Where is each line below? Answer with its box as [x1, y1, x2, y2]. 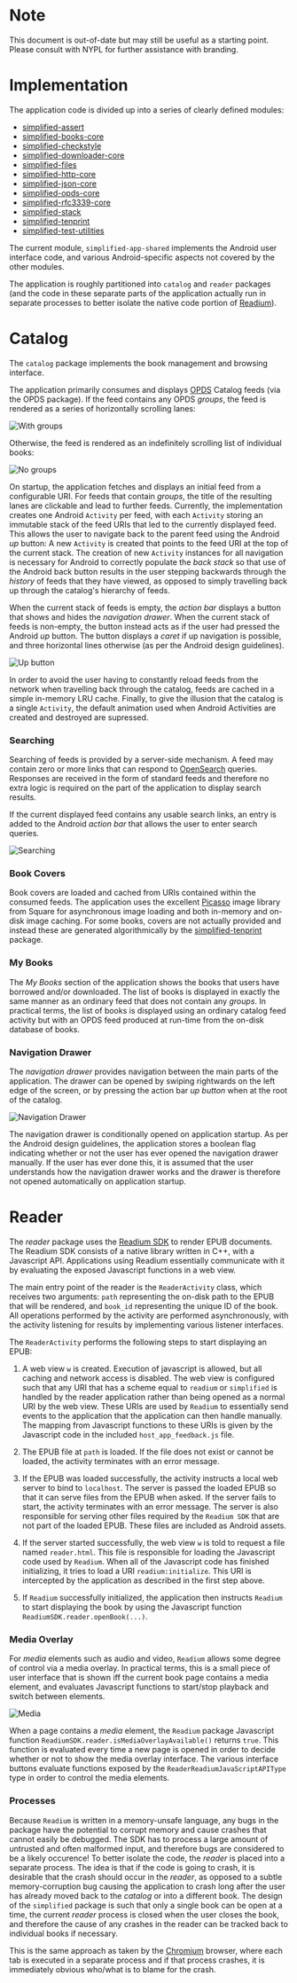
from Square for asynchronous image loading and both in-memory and [9, 906, 268, 917]
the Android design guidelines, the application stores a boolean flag [9, 1139, 256, 1148]
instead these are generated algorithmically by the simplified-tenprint [9, 925, 262, 936]
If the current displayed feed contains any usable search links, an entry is [9, 809, 277, 820]
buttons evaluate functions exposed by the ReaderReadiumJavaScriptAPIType [9, 1763, 286, 1774]
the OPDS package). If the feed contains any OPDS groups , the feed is [9, 394, 267, 404]
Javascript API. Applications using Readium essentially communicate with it [9, 1255, 285, 1266]
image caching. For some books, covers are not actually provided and [26, 915, 282, 927]
